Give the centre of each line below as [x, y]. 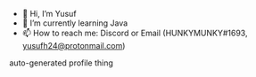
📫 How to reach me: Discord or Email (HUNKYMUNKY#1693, [135, 33]
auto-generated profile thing [62, 63]
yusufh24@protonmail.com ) [74, 46]
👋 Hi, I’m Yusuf [50, 14]
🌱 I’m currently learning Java [75, 23]
